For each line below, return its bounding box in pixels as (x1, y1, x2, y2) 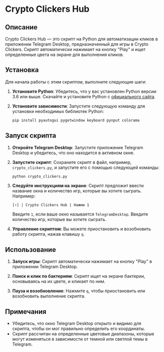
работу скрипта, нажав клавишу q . (12, 231, 85, 237)
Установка (5, 66, 39, 74)
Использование (5, 245, 56, 254)
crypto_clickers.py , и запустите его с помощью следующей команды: (12, 164, 160, 170)
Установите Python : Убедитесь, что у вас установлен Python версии (12, 88, 157, 94)
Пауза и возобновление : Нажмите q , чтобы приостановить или (12, 288, 145, 294)
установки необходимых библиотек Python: (12, 108, 104, 114)
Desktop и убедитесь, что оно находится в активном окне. (12, 150, 135, 156)
